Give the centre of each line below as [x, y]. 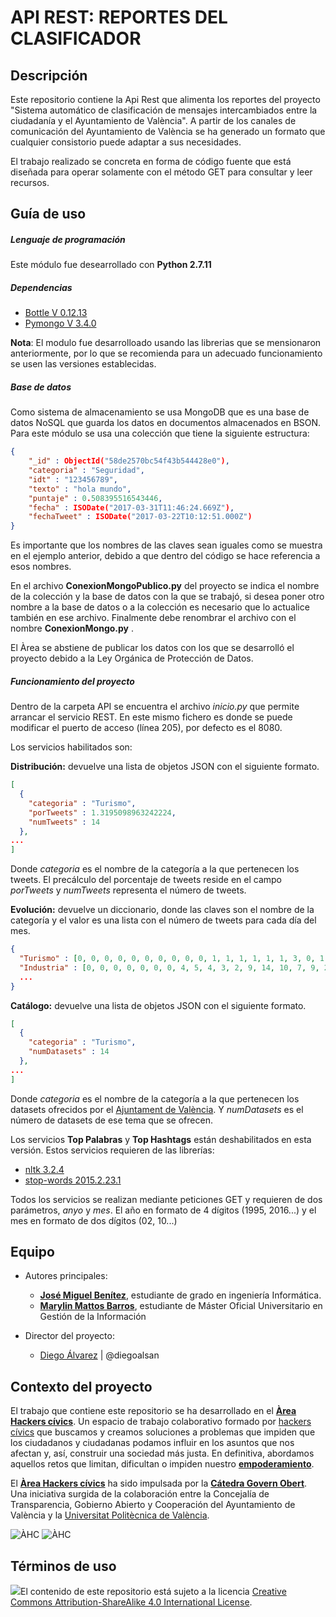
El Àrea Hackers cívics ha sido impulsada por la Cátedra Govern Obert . [159, 1483]
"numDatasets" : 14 [69, 1052]
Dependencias [41, 287]
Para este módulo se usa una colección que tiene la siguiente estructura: [160, 433]
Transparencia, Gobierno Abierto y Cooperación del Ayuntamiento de [153, 1505]
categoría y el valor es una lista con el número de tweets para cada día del [163, 920]
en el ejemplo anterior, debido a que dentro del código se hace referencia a [165, 556]
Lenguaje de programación [68, 239]
